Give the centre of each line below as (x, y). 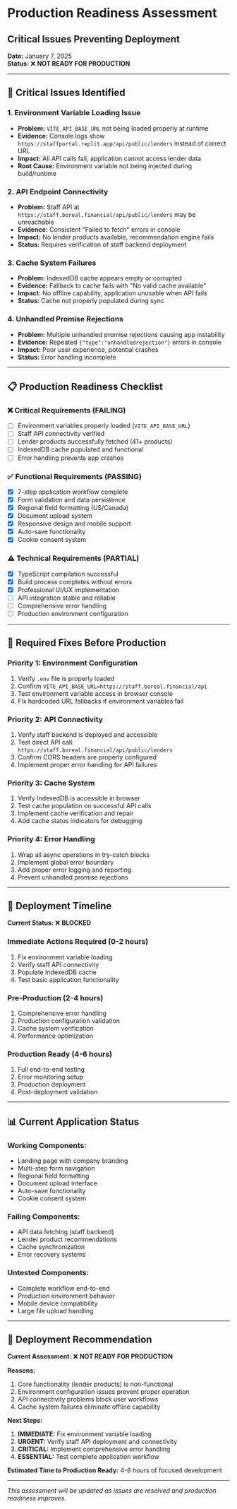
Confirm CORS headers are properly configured (87, 757)
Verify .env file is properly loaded (66, 678)
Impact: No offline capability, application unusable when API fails (113, 293)
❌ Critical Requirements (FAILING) (67, 410)
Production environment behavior (66, 1296)
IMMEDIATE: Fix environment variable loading (84, 1434)
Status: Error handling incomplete (67, 357)
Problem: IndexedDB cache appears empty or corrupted (99, 278)
